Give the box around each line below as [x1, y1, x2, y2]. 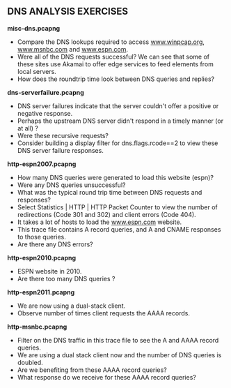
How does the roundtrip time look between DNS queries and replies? [17, 75, 214, 83]
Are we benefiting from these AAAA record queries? [17, 366, 167, 374]
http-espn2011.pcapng [7, 288, 75, 296]
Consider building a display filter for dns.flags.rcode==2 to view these [17, 139, 218, 147]
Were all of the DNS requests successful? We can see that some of [17, 52, 210, 61]
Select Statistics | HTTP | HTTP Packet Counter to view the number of [17, 202, 218, 211]
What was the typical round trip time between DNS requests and [17, 188, 202, 196]
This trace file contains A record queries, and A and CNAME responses [17, 225, 221, 233]
